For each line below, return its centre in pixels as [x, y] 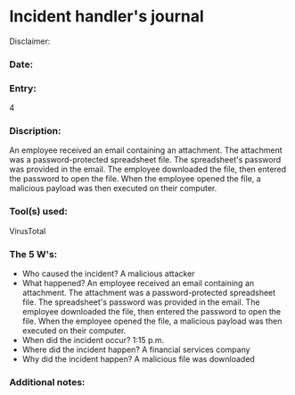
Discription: [35, 131]
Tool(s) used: [39, 212]
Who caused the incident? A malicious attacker [108, 273]
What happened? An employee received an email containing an [138, 283]
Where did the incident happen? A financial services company [136, 349]
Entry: [23, 88]
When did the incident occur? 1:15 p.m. [93, 340]
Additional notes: [47, 382]
